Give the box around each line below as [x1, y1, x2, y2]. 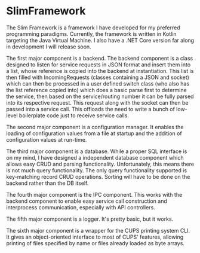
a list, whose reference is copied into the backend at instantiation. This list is [6, 67, 194, 74]
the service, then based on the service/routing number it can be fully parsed [6, 93, 194, 100]
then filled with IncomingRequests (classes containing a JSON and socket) [6, 74, 190, 81]
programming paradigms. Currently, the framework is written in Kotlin [6, 30, 177, 37]
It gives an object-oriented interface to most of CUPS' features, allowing [6, 233, 184, 240]
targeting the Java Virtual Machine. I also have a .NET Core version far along [6, 36, 195, 44]
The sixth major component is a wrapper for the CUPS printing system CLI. [6, 227, 190, 234]
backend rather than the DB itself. [6, 179, 89, 187]
